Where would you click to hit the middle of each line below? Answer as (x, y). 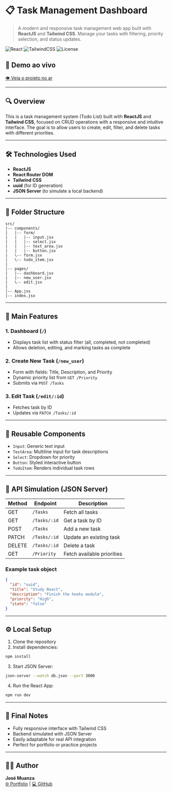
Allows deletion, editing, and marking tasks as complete (71, 347)
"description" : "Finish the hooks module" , (57, 594)
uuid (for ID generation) (38, 185)
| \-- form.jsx (24, 255)
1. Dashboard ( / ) (26, 331)
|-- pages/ (17, 269)
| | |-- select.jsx (31, 242)
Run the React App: (33, 686)
